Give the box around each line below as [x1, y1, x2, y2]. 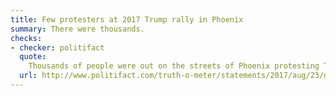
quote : [19, 52, 47, 62]
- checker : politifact [10, 42, 105, 53]
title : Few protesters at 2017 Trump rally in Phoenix [10, 14, 244, 25]
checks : [10, 33, 43, 43]
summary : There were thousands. [10, 24, 145, 34]
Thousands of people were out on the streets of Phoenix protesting [28, 61, 320, 71]
